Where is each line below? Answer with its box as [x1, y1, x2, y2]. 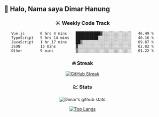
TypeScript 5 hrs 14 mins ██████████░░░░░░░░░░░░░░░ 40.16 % [11, 35, 154, 40]
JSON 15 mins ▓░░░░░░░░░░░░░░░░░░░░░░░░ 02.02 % [11, 44, 154, 49]
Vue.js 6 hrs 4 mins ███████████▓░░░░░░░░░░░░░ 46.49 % [11, 31, 154, 36]
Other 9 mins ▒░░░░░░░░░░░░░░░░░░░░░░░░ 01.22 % [11, 48, 154, 53]
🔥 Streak [72, 60, 93, 67]
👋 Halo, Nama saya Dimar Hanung [4, 5, 110, 13]
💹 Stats [73, 83, 92, 90]
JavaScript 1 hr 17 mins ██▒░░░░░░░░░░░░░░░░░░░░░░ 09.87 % [11, 39, 154, 44]
